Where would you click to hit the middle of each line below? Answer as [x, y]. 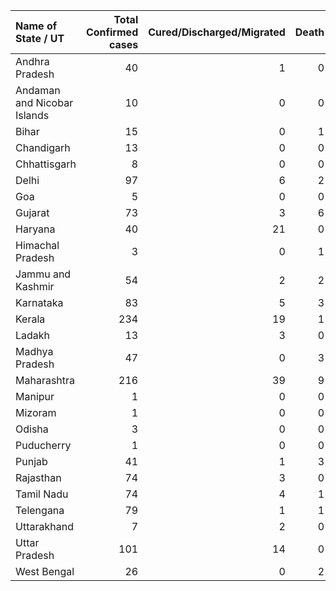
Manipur [35, 396]
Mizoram [36, 412]
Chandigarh [43, 147]
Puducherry [43, 445]
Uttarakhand [44, 526]
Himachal [37, 245]
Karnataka [39, 302]
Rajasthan [38, 477]
